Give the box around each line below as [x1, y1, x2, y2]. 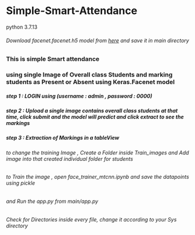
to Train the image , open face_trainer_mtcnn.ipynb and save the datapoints [6, 174, 190, 181]
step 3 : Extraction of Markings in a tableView [6, 134, 120, 141]
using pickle [6, 179, 35, 186]
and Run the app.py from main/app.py [6, 198, 99, 205]
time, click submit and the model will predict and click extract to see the [6, 113, 184, 120]
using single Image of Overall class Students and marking [6, 71, 173, 79]
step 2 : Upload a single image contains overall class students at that [6, 107, 178, 115]
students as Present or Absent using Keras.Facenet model [6, 78, 175, 86]
